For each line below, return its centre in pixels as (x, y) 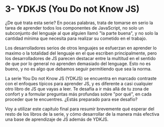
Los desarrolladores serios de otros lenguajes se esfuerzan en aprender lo (81, 48)
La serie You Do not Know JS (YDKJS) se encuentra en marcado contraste (81, 78)
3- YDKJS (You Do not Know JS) (72, 9)
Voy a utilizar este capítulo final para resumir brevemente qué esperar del (80, 109)
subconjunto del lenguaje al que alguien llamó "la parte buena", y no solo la (82, 33)
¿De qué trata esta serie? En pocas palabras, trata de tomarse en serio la (79, 23)
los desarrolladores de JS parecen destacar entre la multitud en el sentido (81, 58)
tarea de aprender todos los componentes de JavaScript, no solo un (75, 28)
